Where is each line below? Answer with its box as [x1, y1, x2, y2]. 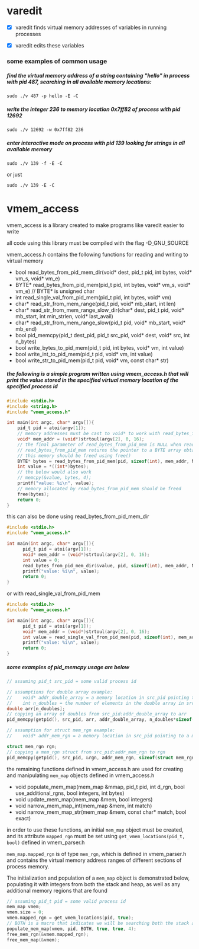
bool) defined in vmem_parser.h [6, 839, 85, 846]
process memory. [6, 862, 50, 870]
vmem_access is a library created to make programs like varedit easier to [6, 221, 185, 229]
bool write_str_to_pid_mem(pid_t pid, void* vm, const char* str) [15, 357, 169, 364]
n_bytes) [15, 338, 37, 345]
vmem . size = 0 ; [6, 909, 44, 915]
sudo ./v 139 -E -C [6, 182, 55, 188]
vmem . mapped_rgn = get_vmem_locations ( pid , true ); [6, 915, 134, 921]
